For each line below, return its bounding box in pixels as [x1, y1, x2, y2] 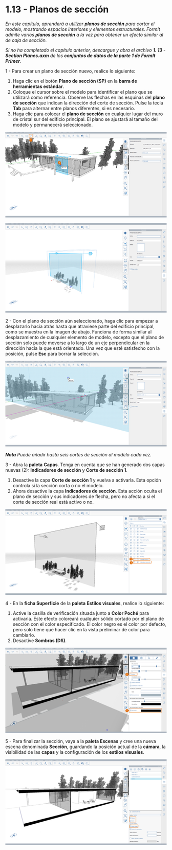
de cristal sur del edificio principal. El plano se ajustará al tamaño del [12, 116, 158, 122]
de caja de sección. [5, 37, 47, 43]
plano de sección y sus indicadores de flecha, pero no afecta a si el [12, 493, 155, 500]
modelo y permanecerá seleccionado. [12, 121, 93, 128]
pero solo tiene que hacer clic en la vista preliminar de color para [12, 626, 150, 632]
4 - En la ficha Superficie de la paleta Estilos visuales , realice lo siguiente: [5, 600, 164, 606]
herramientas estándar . [12, 83, 64, 90]
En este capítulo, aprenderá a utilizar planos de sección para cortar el [5, 21, 155, 27]
